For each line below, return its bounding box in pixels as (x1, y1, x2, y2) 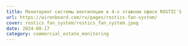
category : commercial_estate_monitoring (6, 31, 110, 37)
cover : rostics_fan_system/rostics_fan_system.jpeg (6, 20, 139, 26)
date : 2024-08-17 (6, 25, 50, 32)
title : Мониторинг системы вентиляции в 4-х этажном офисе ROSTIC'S (6, 8, 182, 15)
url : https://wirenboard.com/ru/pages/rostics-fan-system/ (6, 14, 158, 20)
